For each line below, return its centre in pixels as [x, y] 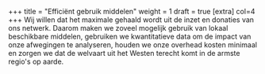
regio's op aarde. [36, 61]
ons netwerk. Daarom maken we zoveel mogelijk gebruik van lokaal [118, 28]
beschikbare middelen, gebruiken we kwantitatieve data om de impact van [130, 36]
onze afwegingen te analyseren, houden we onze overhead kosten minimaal [133, 45]
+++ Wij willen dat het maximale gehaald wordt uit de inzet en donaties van [131, 20]
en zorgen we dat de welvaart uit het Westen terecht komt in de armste [124, 53]
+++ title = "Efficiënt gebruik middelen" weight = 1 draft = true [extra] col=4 [132, 11]
